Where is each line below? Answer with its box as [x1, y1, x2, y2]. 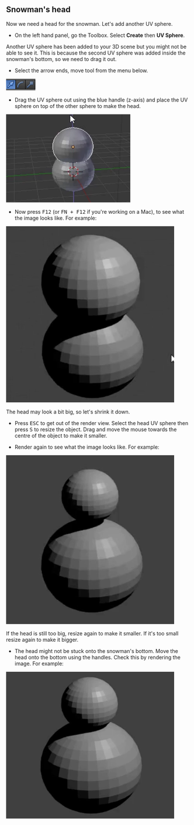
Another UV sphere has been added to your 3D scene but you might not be [6, 43, 187, 50]
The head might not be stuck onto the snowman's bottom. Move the [14, 647, 178, 654]
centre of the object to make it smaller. [14, 432, 108, 439]
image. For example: [14, 660, 64, 667]
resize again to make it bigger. [6, 636, 79, 643]
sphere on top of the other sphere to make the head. [14, 102, 141, 109]
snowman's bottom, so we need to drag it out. [6, 55, 117, 62]
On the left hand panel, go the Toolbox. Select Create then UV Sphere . [14, 32, 185, 39]
